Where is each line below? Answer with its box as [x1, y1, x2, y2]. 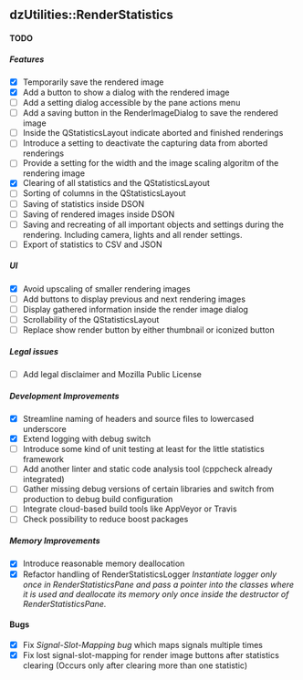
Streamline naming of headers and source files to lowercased [22, 414, 254, 425]
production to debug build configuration [22, 494, 173, 505]
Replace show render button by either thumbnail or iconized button [22, 324, 276, 335]
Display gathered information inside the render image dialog [22, 304, 249, 314]
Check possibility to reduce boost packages [22, 514, 189, 525]
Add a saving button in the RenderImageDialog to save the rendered [22, 108, 278, 118]
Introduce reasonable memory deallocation [22, 558, 185, 569]
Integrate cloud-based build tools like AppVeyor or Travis [22, 503, 237, 514]
